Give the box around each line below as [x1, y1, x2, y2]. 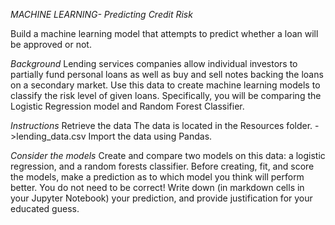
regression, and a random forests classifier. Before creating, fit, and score [10, 160, 315, 172]
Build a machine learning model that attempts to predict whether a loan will [10, 28, 319, 39]
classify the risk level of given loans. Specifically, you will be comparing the [10, 90, 322, 101]
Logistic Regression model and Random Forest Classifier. [10, 100, 245, 112]
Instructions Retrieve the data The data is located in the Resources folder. [10, 120, 313, 131]
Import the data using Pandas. [88, 130, 213, 142]
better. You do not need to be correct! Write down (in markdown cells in [10, 182, 305, 193]
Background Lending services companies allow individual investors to [10, 58, 298, 69]
